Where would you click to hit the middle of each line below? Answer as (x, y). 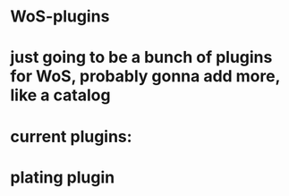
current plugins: (71, 136)
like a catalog (60, 95)
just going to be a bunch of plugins (141, 58)
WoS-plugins (60, 17)
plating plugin (63, 177)
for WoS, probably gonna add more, (145, 77)
